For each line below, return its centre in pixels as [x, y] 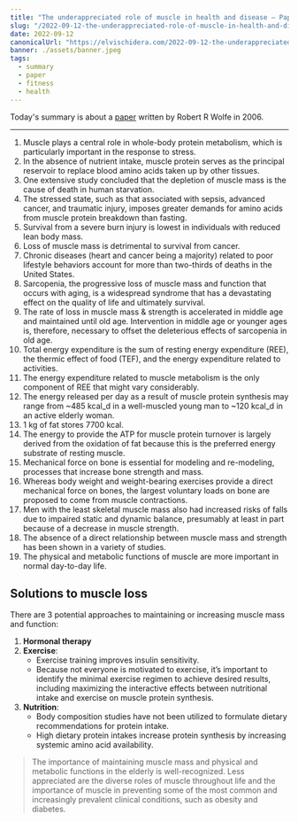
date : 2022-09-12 [42, 34]
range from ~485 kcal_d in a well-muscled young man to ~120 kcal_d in [153, 406]
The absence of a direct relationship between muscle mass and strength [155, 538]
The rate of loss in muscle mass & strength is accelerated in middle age [153, 312]
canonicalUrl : [36, 42]
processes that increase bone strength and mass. [113, 471]
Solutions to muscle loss [79, 593]
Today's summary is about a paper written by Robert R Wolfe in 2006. [137, 117]
